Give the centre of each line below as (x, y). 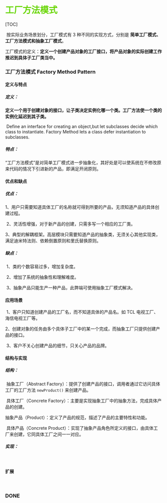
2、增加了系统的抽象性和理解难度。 (42, 277)
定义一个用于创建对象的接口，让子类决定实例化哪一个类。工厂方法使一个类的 (83, 111)
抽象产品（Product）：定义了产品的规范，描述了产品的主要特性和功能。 (78, 417)
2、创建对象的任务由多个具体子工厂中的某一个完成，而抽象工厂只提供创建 (81, 329)
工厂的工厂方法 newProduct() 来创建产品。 (48, 390)
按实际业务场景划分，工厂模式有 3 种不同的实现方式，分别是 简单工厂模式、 (83, 34)
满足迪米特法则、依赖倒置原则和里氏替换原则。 (53, 241)
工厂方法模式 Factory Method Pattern (50, 72)
